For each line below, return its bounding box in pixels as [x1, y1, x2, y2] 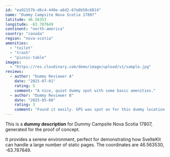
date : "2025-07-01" [14, 78, 56, 84]
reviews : [5, 69, 24, 74]
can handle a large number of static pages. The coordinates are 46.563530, [5, 142, 164, 148]
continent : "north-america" [5, 27, 65, 32]
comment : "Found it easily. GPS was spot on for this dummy [14, 107, 145, 112]
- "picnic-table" [10, 55, 47, 60]
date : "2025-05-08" [14, 97, 56, 102]
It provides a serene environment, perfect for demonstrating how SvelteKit [5, 136, 161, 142]
